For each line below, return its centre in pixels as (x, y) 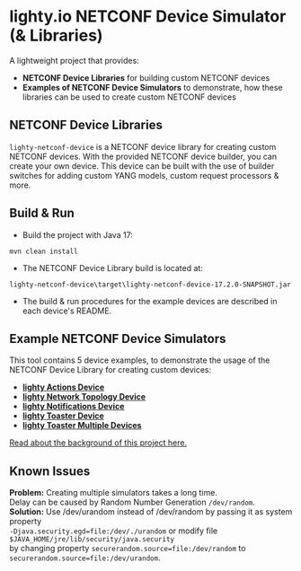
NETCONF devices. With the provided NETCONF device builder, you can (143, 156)
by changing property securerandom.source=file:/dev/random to (128, 549)
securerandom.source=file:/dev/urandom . (85, 558)
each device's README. (67, 311)
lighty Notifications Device (73, 407)
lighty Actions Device (63, 387)
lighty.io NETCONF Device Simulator (148, 17)
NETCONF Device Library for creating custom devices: (111, 370)
